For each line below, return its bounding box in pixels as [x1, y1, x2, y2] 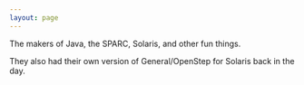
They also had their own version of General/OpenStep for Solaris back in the [9, 55, 295, 66]
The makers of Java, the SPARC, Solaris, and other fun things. [9, 38, 241, 49]
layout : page [9, 13, 59, 23]
